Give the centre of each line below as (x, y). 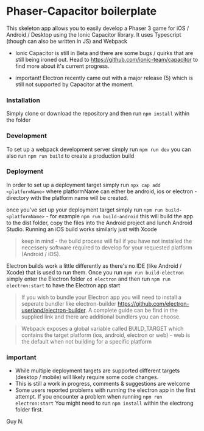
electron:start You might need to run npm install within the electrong (104, 403)
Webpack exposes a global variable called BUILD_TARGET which (102, 328)
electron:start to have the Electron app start (63, 285)
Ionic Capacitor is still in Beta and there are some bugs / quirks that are (104, 53)
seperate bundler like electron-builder (69, 303)
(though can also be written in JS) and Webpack (67, 41)
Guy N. (15, 422)
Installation (23, 100)
